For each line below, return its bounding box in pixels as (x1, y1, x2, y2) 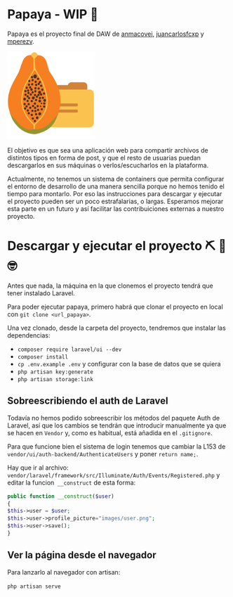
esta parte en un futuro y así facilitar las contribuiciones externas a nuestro (7, 204, 225, 213)
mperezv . (7, 37, 35, 45)
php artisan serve (7, 583, 61, 590)
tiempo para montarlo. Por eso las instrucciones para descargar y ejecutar (7, 189, 222, 198)
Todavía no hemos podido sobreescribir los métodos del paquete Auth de (7, 413, 220, 422)
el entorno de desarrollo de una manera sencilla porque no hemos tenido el (7, 182, 225, 191)
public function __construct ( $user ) (7, 492, 114, 500)
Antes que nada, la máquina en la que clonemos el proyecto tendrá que (7, 281, 213, 290)
